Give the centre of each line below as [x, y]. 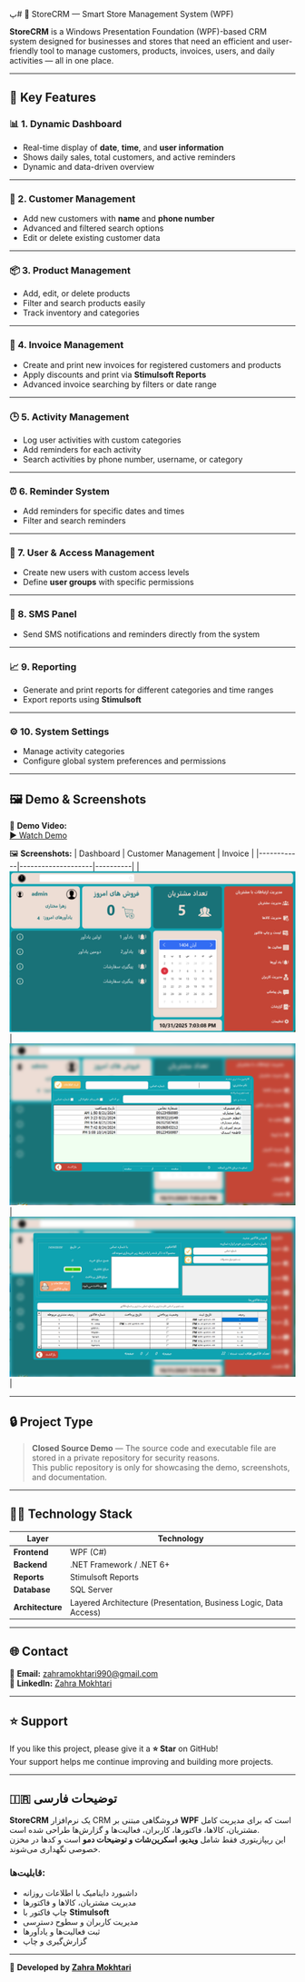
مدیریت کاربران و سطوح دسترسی [80, 1921]
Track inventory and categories [81, 313]
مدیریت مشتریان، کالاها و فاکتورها [79, 1902]
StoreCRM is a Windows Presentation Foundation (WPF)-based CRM [138, 31]
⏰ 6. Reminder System [60, 491]
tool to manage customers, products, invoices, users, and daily [157, 51]
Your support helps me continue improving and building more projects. [142, 1761]
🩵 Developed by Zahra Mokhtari [70, 1967]
